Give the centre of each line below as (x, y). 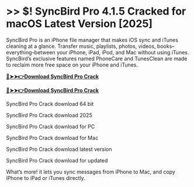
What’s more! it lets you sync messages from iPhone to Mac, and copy (91, 172)
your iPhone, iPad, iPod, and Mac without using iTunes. (123, 52)
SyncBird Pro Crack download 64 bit (50, 103)
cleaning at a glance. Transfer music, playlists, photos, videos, (81, 46)
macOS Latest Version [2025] (79, 24)
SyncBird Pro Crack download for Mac (52, 138)
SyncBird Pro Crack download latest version (59, 149)
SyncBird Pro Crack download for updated (57, 160)
